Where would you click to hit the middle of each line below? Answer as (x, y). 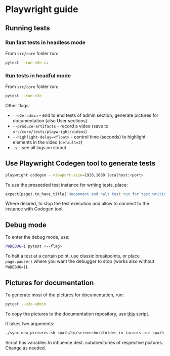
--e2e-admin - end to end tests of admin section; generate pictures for (86, 115)
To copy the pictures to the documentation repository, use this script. (77, 314)
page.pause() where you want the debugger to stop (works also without (80, 261)
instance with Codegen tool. (35, 209)
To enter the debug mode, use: (37, 237)
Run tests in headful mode (38, 75)
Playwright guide (42, 9)
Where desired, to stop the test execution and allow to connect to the (77, 204)
